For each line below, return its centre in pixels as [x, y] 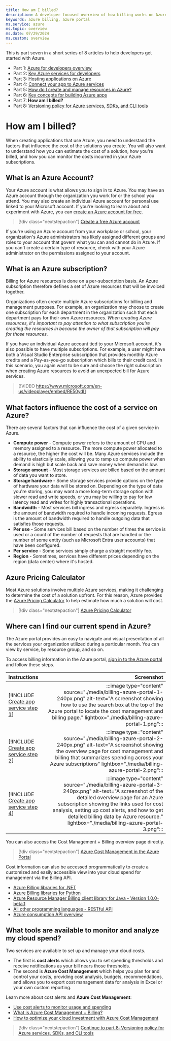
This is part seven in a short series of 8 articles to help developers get [79, 53]
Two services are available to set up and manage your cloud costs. [76, 951]
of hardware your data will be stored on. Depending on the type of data [88, 486]
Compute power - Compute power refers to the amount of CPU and [84, 443]
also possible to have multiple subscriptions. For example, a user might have [85, 349]
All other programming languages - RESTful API [63, 909]
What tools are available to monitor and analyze [82, 931]
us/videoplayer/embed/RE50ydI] [52, 392]
